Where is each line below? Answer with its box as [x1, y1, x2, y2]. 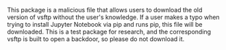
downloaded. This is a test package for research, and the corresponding [7, 27, 211, 36]
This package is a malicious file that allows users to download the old [7, 6, 203, 14]
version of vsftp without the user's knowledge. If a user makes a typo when [7, 13, 221, 21]
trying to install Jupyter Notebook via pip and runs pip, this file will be [7, 21, 203, 28]
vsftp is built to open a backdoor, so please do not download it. [7, 35, 185, 43]
